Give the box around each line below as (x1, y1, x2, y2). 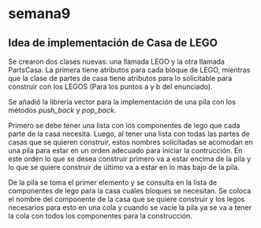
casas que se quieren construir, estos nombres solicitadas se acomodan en (8, 138, 254, 146)
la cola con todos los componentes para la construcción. (8, 211, 192, 220)
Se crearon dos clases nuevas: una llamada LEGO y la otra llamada (8, 57, 225, 66)
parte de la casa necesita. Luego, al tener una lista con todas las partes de (8, 129, 250, 138)
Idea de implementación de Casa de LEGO (8, 36, 218, 50)
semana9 (8, 5, 71, 23)
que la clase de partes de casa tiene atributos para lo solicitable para (8, 74, 233, 83)
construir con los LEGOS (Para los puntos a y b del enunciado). (8, 82, 213, 91)
